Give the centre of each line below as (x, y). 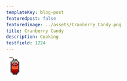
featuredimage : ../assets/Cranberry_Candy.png (64, 24)
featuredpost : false (31, 18)
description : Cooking (32, 37)
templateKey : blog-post (35, 12)
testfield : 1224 (26, 43)
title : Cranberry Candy (35, 31)
